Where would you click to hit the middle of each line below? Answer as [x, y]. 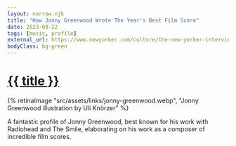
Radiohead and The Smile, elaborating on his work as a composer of [106, 129]
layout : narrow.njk [36, 14]
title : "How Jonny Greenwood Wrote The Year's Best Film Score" [103, 20]
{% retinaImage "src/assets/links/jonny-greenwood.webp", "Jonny [103, 100]
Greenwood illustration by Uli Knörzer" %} [68, 108]
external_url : [28, 40]
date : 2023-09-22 [33, 27]
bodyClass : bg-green [38, 46]
